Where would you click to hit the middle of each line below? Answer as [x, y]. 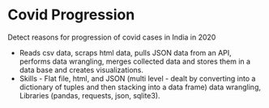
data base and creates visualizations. [81, 69]
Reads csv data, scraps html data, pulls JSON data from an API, [125, 52]
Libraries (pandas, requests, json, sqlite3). [90, 95]
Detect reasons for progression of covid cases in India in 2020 [112, 37]
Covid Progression [71, 15]
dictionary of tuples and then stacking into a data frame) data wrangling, [140, 87]
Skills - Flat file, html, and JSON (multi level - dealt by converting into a [137, 78]
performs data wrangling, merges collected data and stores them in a [135, 61]
